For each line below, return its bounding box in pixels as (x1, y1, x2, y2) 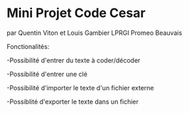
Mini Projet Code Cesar (6, 5, 146, 21)
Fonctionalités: (6, 42, 50, 50)
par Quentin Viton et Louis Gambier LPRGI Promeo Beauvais (6, 28, 183, 37)
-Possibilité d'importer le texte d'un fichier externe (6, 83, 154, 92)
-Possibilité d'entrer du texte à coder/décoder (6, 55, 141, 65)
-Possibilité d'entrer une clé (6, 70, 88, 78)
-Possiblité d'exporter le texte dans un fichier (6, 97, 139, 106)
